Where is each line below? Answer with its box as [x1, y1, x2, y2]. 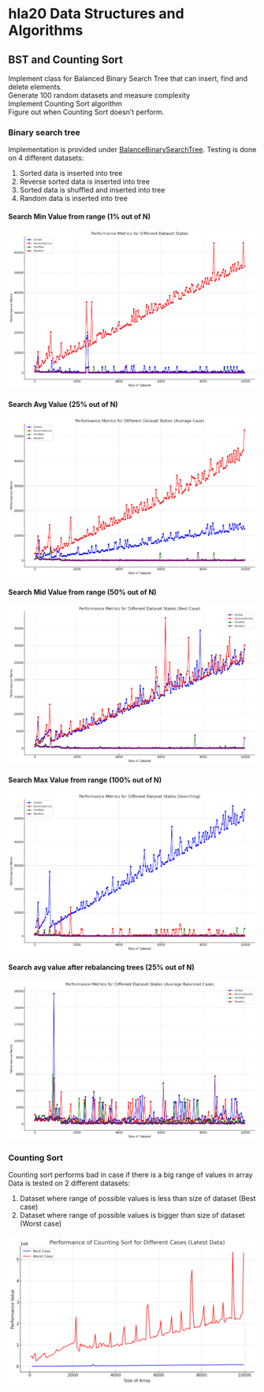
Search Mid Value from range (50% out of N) [8, 587, 157, 596]
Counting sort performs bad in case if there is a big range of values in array [8, 1170, 254, 1180]
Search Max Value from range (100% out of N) [8, 774, 162, 785]
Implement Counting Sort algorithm [8, 99, 122, 108]
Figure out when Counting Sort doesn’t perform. [8, 107, 165, 117]
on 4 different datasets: [8, 153, 84, 162]
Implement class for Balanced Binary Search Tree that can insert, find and [8, 74, 248, 83]
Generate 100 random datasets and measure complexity [8, 91, 191, 99]
